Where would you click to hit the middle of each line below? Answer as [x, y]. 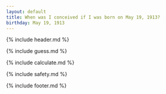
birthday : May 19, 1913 [36, 23]
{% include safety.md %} [37, 74]
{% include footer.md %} [36, 86]
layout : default [26, 12]
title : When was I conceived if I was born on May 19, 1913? [83, 17]
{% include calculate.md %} [40, 62]
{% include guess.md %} [36, 51]
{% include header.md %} [38, 40]
